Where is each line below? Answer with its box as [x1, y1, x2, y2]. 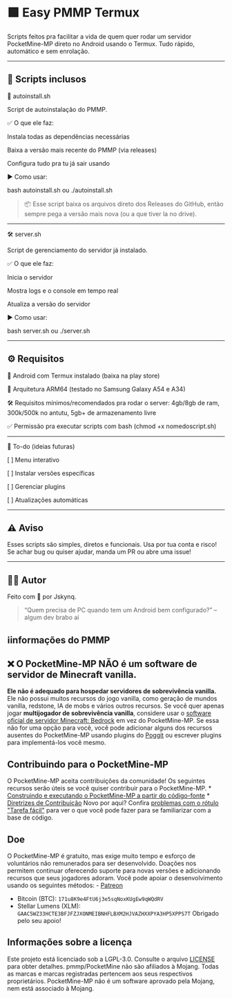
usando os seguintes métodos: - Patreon [7, 881, 123, 890]
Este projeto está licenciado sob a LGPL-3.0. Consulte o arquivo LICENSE [7, 955, 215, 963]
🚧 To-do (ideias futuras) [7, 442, 75, 450]
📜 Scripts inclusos [7, 73, 86, 86]
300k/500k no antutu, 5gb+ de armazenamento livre [7, 408, 157, 417]
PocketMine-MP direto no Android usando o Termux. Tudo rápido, [7, 39, 195, 48]
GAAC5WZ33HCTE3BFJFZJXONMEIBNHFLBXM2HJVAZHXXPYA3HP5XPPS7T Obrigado [17, 909, 220, 918]
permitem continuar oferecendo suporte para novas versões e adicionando [7, 866, 221, 875]
